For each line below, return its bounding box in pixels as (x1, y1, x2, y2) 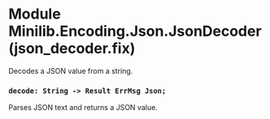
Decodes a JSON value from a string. (8, 66, 133, 75)
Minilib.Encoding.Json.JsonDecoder (8, 22, 262, 40)
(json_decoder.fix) (8, 40, 136, 57)
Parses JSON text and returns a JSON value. (8, 103, 159, 113)
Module (8, 5, 61, 23)
